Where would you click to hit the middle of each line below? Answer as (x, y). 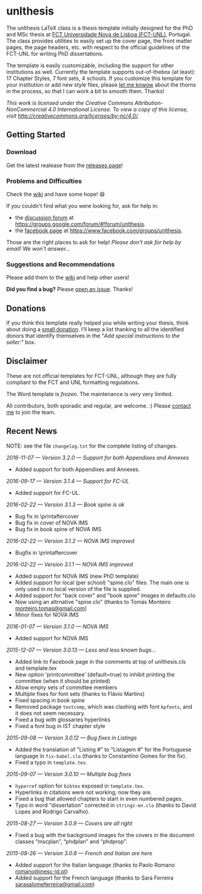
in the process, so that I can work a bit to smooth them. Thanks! (85, 91)
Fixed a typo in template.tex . (51, 762)
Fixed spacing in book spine (50, 700)
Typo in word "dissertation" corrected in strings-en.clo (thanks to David (106, 805)
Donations (26, 308)
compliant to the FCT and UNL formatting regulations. (73, 382)
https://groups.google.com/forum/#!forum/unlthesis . (80, 224)
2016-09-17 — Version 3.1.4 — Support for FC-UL (68, 481)
